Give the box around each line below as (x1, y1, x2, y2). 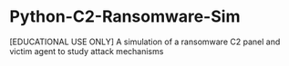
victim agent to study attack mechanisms (9, 45, 164, 56)
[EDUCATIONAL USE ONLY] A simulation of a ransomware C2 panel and (9, 36, 281, 47)
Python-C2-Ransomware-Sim (9, 6, 241, 27)
